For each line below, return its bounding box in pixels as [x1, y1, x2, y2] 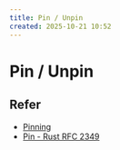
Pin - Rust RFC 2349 [22, 131, 100, 142]
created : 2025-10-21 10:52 [9, 22, 112, 31]
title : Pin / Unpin [9, 13, 84, 23]
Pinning [22, 121, 52, 132]
